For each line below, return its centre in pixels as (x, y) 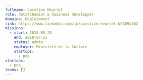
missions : (15, 28)
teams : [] (15, 70)
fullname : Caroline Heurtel (34, 10)
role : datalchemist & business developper (49, 14)
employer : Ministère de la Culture (51, 47)
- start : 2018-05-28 (31, 33)
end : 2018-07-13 (31, 38)
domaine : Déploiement (27, 19)
